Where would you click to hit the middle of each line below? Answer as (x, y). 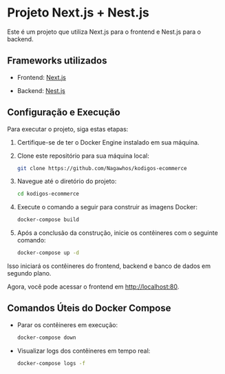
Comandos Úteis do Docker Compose (89, 308)
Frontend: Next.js (42, 77)
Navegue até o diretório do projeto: (67, 181)
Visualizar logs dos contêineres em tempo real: (84, 351)
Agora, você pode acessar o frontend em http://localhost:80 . (93, 287)
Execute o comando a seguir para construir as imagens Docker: (107, 207)
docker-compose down (46, 337)
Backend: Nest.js (41, 90)
